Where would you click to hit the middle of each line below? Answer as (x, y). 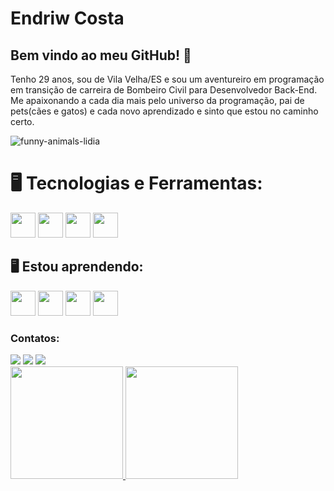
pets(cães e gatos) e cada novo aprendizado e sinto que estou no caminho (164, 111)
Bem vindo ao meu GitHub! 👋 (101, 55)
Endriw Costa (67, 18)
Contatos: (35, 338)
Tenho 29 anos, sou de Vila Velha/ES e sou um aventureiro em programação (167, 79)
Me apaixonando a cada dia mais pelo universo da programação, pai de (157, 100)
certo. (22, 121)
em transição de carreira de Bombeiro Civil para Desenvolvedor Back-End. (164, 90)
